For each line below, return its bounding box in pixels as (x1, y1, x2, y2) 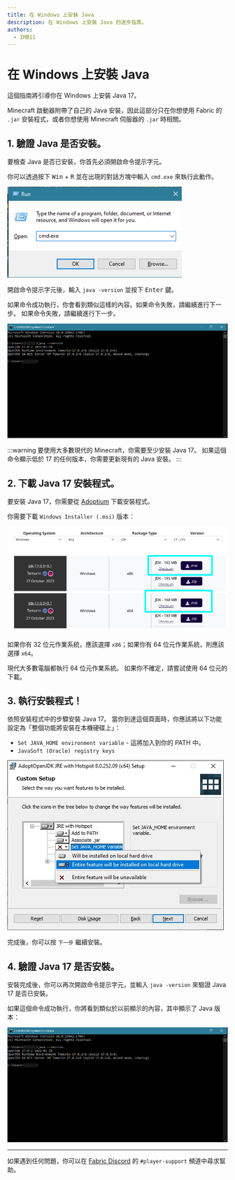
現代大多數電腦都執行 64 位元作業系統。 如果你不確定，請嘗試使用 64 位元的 (7, 664, 228, 672)
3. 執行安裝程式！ (7, 695, 83, 707)
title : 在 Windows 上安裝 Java (7, 11, 94, 18)
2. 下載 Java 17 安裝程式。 (7, 477, 120, 489)
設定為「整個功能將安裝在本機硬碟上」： (7, 723, 121, 732)
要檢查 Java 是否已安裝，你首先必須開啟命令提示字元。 (7, 158, 166, 166)
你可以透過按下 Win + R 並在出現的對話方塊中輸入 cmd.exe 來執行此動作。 (7, 173, 218, 180)
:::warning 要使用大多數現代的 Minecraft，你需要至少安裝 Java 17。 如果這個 (7, 446, 227, 455)
